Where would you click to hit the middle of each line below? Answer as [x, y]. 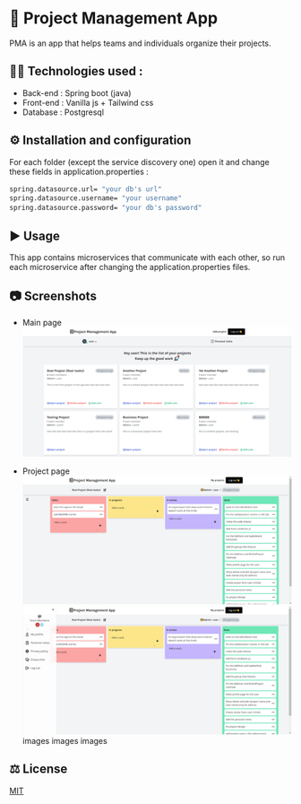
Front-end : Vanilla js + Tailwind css [88, 102]
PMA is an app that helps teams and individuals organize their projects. [140, 43]
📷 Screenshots [53, 297]
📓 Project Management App [113, 18]
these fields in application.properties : [79, 171]
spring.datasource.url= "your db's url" [86, 189]
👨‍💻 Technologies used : [76, 71]
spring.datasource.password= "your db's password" [106, 208]
